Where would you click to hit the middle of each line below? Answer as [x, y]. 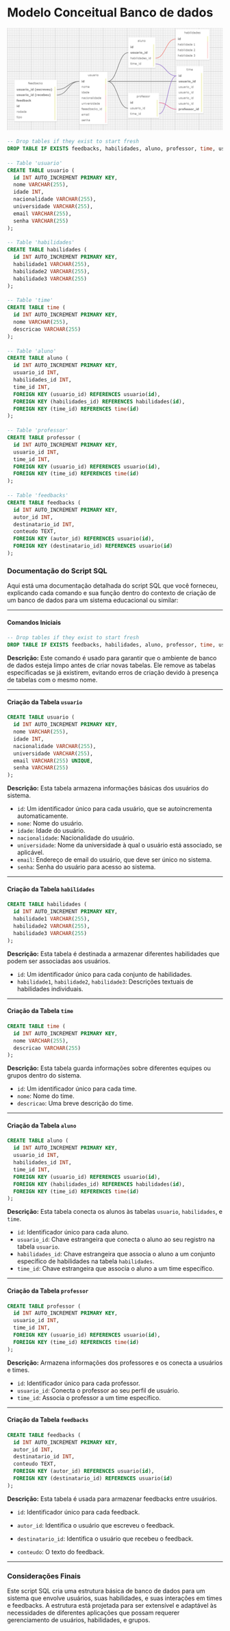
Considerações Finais [44, 1576]
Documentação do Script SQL [57, 571]
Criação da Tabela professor [48, 1291]
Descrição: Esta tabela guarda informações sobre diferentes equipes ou [109, 1068]
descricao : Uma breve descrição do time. [75, 1104]
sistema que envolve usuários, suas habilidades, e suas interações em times [115, 1598]
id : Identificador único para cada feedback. [78, 1512]
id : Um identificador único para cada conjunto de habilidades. [104, 974]
